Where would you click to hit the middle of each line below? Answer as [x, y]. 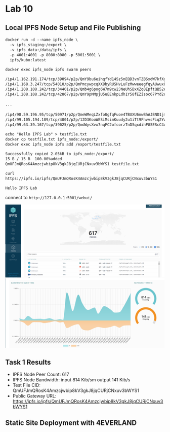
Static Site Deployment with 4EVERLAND [71, 423]
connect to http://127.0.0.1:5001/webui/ [49, 197]
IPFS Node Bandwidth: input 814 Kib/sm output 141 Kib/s [71, 380]
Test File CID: [27, 385]
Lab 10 [19, 9]
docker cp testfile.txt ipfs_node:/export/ [52, 139]
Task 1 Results [28, 362]
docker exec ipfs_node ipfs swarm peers [49, 69]
